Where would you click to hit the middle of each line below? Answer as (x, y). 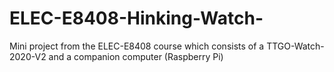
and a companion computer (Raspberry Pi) (136, 56)
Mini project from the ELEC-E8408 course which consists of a (137, 46)
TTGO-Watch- (295, 46)
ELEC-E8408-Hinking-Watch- (136, 18)
